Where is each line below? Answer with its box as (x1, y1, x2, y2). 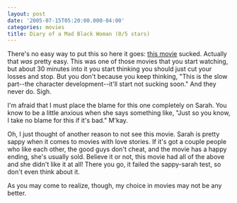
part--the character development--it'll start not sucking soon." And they (7, 79, 217, 89)
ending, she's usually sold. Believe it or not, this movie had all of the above (7, 153, 225, 161)
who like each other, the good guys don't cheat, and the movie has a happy (7, 145, 227, 153)
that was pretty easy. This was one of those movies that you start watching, (7, 57, 229, 66)
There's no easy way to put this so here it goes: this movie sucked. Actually (7, 50, 228, 58)
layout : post (7, 10, 46, 18)
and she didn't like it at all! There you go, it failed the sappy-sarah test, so (7, 160, 221, 169)
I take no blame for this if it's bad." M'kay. (7, 116, 129, 125)
